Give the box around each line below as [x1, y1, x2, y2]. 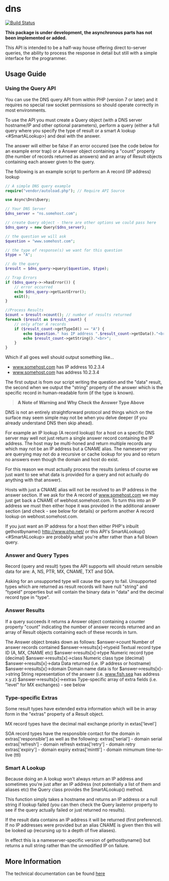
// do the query [5, 261, 39, 267]
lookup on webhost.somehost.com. [5, 513, 78, 520]
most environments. [5, 107, 47, 113]
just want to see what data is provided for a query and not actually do [5, 472, 149, 478]
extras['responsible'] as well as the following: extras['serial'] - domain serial [5, 736, 162, 742]
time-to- [145, 747, 163, 753]
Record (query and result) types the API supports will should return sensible [5, 563, 162, 569]
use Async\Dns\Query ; [5, 197, 51, 202]
